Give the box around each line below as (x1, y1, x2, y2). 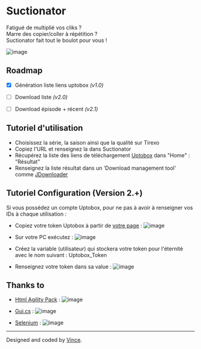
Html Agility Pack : (14, 296, 61, 303)
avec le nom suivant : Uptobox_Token (14, 251, 107, 258)
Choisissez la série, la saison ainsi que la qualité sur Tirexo (14, 139, 160, 146)
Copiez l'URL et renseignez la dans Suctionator (14, 145, 132, 152)
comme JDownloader (14, 170, 68, 177)
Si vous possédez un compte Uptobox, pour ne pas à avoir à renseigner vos (6, 204, 193, 211)
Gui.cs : (14, 308, 34, 315)
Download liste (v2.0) (14, 93, 68, 100)
